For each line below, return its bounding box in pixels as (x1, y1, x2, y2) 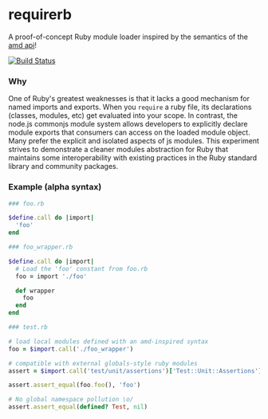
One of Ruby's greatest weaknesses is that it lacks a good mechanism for (8, 94, 250, 104)
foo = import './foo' (15, 272, 88, 280)
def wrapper (15, 287, 56, 295)
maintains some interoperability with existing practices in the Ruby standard (8, 153, 258, 163)
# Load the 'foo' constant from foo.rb (15, 264, 148, 272)
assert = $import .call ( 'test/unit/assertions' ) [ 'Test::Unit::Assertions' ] (8, 366, 262, 375)
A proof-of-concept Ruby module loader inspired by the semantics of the (8, 32, 249, 41)
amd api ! (8, 40, 37, 49)
